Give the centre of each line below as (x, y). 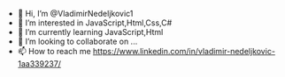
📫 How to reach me (54, 51)
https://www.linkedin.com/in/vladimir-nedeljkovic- (184, 51)
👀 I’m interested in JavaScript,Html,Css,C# (95, 23)
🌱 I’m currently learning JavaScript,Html (90, 32)
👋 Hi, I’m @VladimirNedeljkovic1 (75, 14)
